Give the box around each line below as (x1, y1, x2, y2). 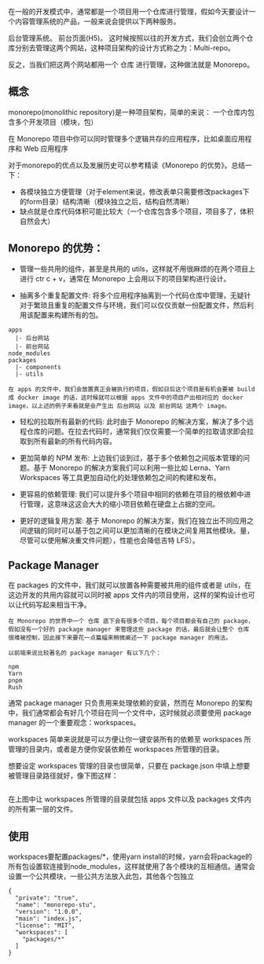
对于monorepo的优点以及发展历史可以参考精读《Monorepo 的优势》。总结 (8, 160, 246, 170)
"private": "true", (15, 894, 79, 902)
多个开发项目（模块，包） (14, 117, 98, 126)
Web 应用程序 (23, 144, 68, 153)
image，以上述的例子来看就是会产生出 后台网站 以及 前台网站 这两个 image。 (8, 401, 231, 410)
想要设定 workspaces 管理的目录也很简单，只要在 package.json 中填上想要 (8, 761, 251, 771)
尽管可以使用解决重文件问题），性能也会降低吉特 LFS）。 (19, 535, 200, 544)
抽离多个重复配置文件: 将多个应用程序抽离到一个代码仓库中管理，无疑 (19, 290, 244, 300)
